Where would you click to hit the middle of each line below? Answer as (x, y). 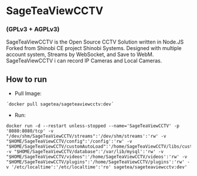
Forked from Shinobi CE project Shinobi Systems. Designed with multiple (94, 48)
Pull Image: (28, 94)
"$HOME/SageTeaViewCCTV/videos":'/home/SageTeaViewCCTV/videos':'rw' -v (97, 157)
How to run (27, 79)
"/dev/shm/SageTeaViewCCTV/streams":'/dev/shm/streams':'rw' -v (86, 137)
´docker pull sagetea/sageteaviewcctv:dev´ (60, 104)
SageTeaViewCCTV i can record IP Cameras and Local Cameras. (84, 61)
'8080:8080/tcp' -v (30, 131)
